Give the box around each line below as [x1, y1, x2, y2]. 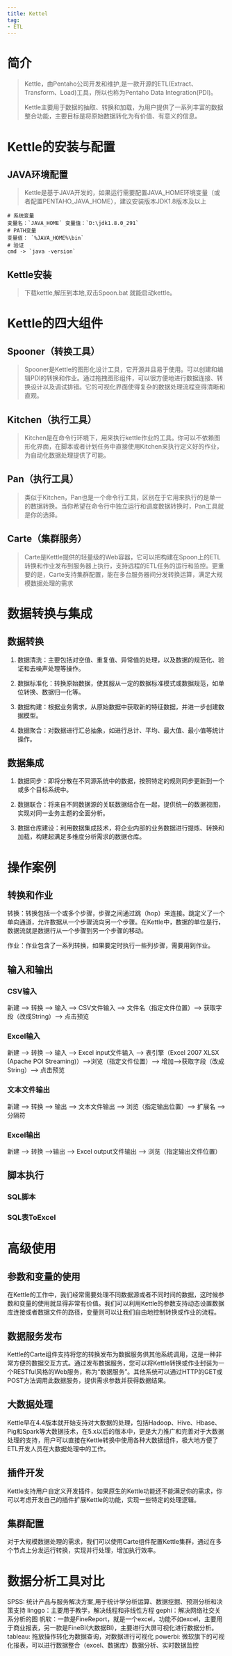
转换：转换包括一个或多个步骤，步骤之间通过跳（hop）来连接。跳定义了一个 [7, 909, 226, 918]
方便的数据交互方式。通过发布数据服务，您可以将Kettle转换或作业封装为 [13, 1359, 219, 1367]
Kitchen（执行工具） [7, 414, 97, 426]
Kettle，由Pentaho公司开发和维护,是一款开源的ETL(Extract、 [24, 79, 198, 88]
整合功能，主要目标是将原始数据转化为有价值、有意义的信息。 [24, 112, 201, 121]
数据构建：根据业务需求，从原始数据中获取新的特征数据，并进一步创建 [17, 702, 219, 711]
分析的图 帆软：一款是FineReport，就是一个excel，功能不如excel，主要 [13, 1615, 217, 1623]
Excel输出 [7, 1130, 40, 1140]
